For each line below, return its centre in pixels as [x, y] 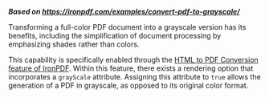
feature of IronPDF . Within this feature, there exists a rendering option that [131, 68]
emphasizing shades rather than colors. [74, 44]
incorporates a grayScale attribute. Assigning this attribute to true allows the [134, 77]
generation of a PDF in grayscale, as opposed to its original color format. [128, 85]
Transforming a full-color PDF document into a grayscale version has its [127, 27]
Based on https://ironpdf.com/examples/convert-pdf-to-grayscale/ [124, 12]
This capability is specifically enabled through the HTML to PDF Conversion [133, 60]
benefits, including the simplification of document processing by [115, 36]
